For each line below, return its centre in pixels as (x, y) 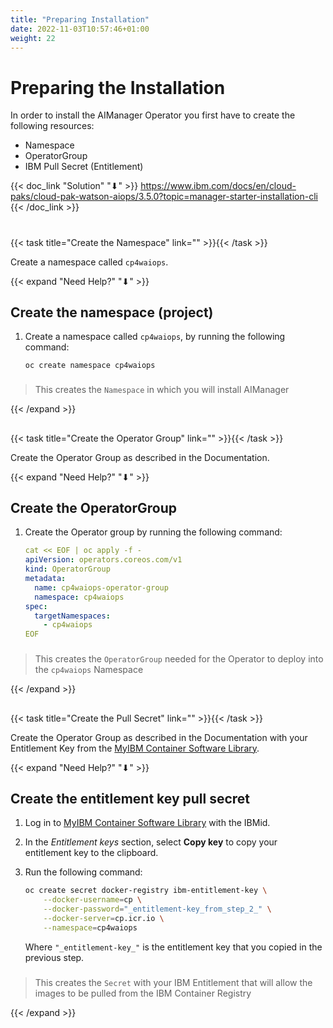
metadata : (45, 579)
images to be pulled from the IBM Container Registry (143, 993)
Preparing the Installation (118, 87)
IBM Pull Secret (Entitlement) (84, 167)
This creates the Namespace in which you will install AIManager (162, 390)
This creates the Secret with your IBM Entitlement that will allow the (173, 982)
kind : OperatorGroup (67, 569)
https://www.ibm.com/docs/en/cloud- (218, 186)
